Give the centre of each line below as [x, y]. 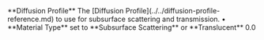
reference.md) [31, 19]
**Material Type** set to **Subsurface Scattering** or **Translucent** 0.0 [132, 27]
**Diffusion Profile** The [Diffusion [66, 11]
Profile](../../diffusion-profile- [173, 11]
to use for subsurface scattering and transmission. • [141, 19]
